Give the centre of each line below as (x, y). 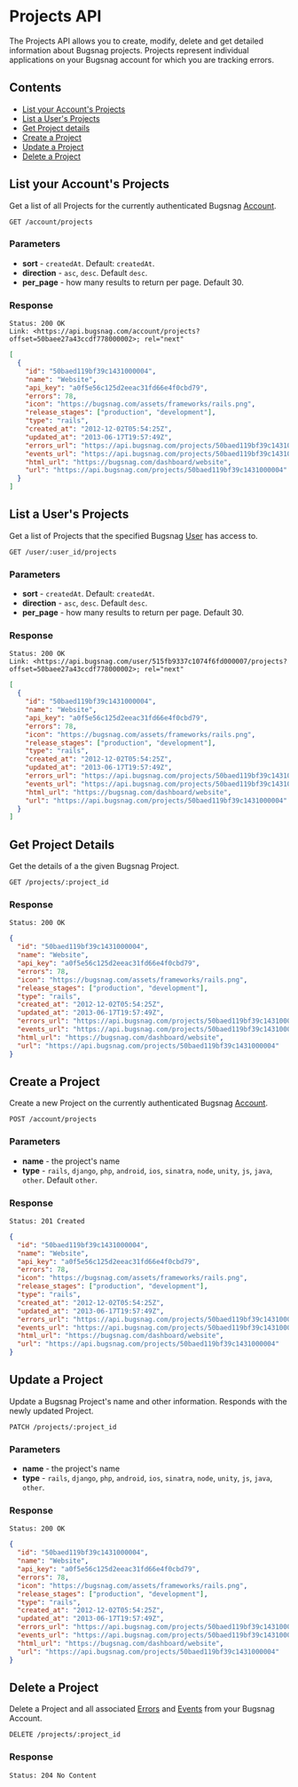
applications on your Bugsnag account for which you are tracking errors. (142, 59)
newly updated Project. (51, 1411)
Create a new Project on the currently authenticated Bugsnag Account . (139, 1103)
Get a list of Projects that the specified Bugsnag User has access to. (134, 535)
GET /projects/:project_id (59, 882)
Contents (35, 87)
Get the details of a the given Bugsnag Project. (94, 866)
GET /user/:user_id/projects (63, 552)
